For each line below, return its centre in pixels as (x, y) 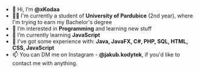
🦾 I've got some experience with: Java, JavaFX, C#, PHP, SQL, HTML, (100, 41)
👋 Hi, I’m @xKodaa (36, 9)
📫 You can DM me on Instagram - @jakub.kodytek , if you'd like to (96, 55)
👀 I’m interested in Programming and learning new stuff (82, 28)
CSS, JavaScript (33, 48)
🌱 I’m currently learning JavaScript (56, 35)
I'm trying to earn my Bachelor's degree (62, 22)
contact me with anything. (45, 63)
